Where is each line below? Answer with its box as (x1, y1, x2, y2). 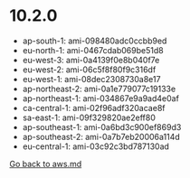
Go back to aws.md (9, 158, 82, 169)
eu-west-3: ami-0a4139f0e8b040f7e (22, 54, 160, 65)
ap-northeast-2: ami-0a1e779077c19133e (22, 83, 176, 94)
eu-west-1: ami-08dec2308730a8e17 (22, 73, 161, 84)
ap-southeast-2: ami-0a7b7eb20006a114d (22, 131, 181, 142)
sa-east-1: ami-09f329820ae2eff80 (22, 112, 157, 123)
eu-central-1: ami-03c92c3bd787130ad (22, 141, 170, 152)
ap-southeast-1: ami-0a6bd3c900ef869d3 (22, 121, 182, 132)
